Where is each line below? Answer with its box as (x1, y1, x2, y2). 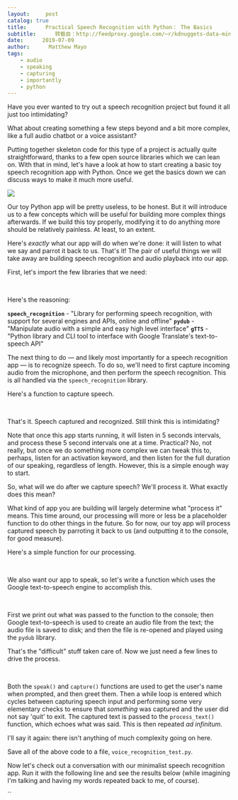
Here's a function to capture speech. (7, 390, 115, 398)
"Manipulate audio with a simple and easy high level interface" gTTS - (7, 324, 209, 333)
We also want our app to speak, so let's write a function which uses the (7, 575, 216, 584)
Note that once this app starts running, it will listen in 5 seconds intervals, (7, 431, 222, 439)
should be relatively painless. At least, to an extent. (7, 225, 156, 234)
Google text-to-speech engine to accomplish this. (7, 583, 152, 592)
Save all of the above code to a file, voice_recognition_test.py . (7, 747, 193, 756)
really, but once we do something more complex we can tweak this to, (7, 446, 212, 455)
